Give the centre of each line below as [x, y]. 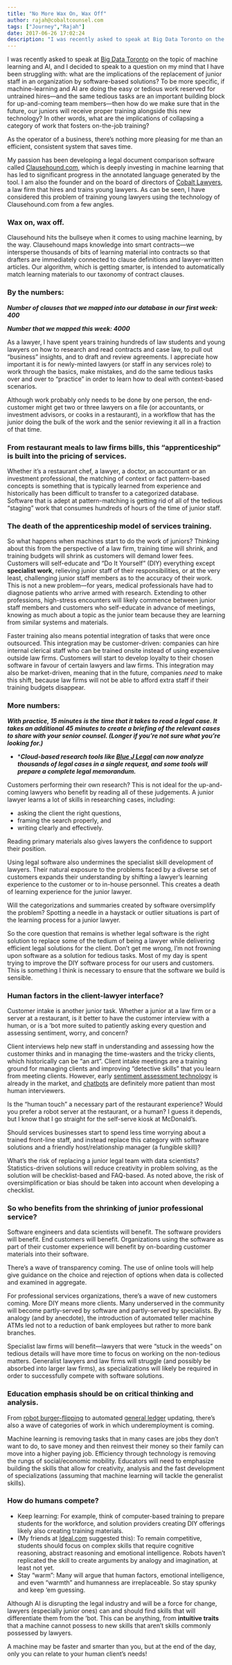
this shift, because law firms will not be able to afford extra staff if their [108, 680]
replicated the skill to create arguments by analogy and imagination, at [117, 1560]
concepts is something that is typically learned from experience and [104, 486]
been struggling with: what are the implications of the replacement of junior [115, 74]
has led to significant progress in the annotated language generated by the [114, 175]
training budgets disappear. [46, 688]
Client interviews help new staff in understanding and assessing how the [111, 1046]
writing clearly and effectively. [60, 827]
